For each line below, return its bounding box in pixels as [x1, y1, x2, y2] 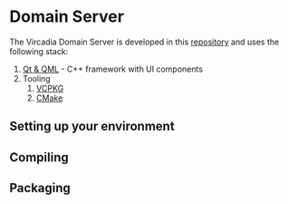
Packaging [9, 180, 71, 196]
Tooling [22, 73, 52, 83]
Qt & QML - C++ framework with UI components [22, 63, 204, 74]
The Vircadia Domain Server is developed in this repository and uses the [9, 36, 280, 47]
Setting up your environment [9, 119, 175, 134]
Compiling [9, 150, 70, 165]
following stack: [9, 45, 69, 56]
